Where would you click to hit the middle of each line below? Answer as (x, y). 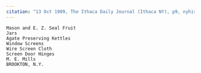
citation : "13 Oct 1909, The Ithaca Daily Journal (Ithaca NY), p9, (93, 12)
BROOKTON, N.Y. (25, 64)
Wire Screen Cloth (29, 49)
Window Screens (25, 43)
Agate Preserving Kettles (38, 38)
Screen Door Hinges (31, 54)
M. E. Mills (21, 59)
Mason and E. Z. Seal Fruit (41, 28)
